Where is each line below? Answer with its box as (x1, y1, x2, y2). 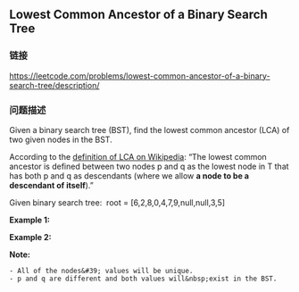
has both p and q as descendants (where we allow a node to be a (9, 170, 250, 181)
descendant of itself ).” (9, 179, 94, 190)
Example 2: (9, 231, 52, 242)
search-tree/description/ (9, 79, 100, 90)
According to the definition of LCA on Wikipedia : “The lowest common (9, 151, 268, 162)
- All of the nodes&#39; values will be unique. (9, 266, 194, 275)
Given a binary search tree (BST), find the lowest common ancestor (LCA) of (9, 124, 290, 135)
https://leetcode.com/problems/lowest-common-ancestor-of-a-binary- (9, 71, 270, 81)
